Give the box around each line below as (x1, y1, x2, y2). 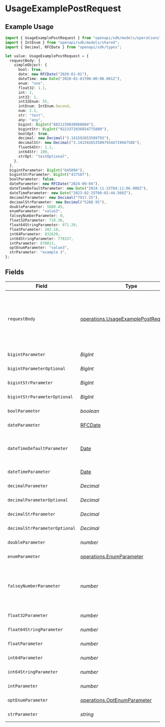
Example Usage (5, 23, 54, 31)
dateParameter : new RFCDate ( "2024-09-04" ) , (9, 181, 100, 187)
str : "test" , (18, 113, 45, 118)
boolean (80, 407, 100, 414)
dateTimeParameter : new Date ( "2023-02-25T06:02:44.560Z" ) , (9, 190, 133, 196)
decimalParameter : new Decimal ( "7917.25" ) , (9, 195, 100, 200)
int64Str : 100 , (18, 149, 50, 154)
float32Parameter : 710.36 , (9, 218, 65, 223)
